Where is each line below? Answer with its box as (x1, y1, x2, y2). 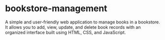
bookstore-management (5, 3, 107, 14)
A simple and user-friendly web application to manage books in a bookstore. (5, 19, 160, 25)
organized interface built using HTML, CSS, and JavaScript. (5, 29, 126, 35)
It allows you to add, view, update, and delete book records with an (5, 24, 141, 30)
